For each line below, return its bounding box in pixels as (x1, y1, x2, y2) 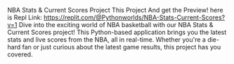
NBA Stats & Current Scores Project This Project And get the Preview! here (7, 6, 223, 14)
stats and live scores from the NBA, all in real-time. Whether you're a (7, 35, 206, 44)
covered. (7, 50, 33, 58)
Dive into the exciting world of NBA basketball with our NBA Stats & (18, 21, 214, 29)
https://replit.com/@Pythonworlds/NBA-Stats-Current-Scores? (43, 13, 226, 22)
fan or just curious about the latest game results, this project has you (22, 43, 221, 51)
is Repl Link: (7, 13, 42, 22)
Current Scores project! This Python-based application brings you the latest (7, 28, 227, 36)
